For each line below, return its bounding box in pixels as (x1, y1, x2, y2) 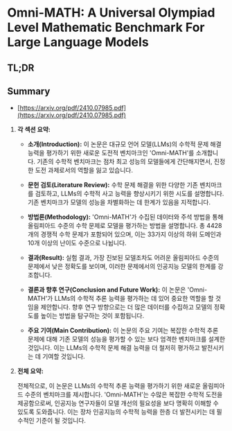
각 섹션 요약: (17, 125, 51, 134)
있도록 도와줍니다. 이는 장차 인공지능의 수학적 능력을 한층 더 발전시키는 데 (17, 407, 215, 416)
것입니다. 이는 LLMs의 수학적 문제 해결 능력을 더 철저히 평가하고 (27, 344, 200, 352)
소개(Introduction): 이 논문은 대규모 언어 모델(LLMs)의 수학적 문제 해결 (27, 140, 222, 148)
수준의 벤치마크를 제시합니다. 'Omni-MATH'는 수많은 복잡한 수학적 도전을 (24, 390, 223, 399)
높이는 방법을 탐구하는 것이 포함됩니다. (40, 312, 145, 320)
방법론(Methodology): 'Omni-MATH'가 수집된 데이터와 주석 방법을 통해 (27, 213, 224, 221)
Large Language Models (7, 35, 149, 50)
